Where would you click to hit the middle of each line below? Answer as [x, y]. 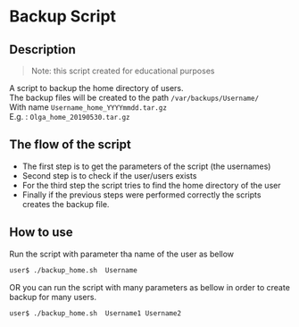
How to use [41, 233]
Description [42, 50]
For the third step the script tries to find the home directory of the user [151, 185]
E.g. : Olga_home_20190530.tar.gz [70, 117]
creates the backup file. [66, 204]
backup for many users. [53, 297]
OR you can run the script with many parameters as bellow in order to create [149, 287]
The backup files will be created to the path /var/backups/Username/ [134, 97]
